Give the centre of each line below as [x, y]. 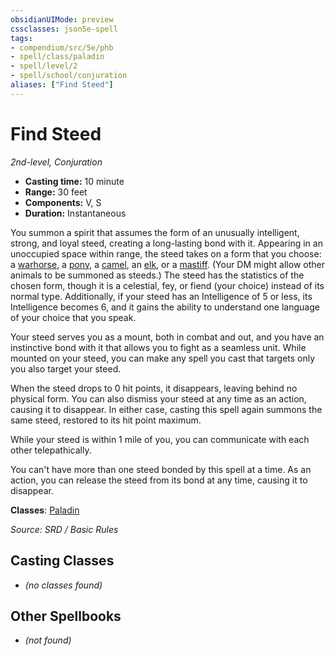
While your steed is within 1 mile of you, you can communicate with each [160, 439]
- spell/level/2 [44, 66]
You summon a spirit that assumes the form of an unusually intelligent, [155, 232]
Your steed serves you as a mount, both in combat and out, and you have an [167, 337]
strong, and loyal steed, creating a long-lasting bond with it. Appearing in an [166, 243]
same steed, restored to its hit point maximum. [106, 420]
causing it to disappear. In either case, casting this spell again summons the [166, 409]
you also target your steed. [66, 368]
